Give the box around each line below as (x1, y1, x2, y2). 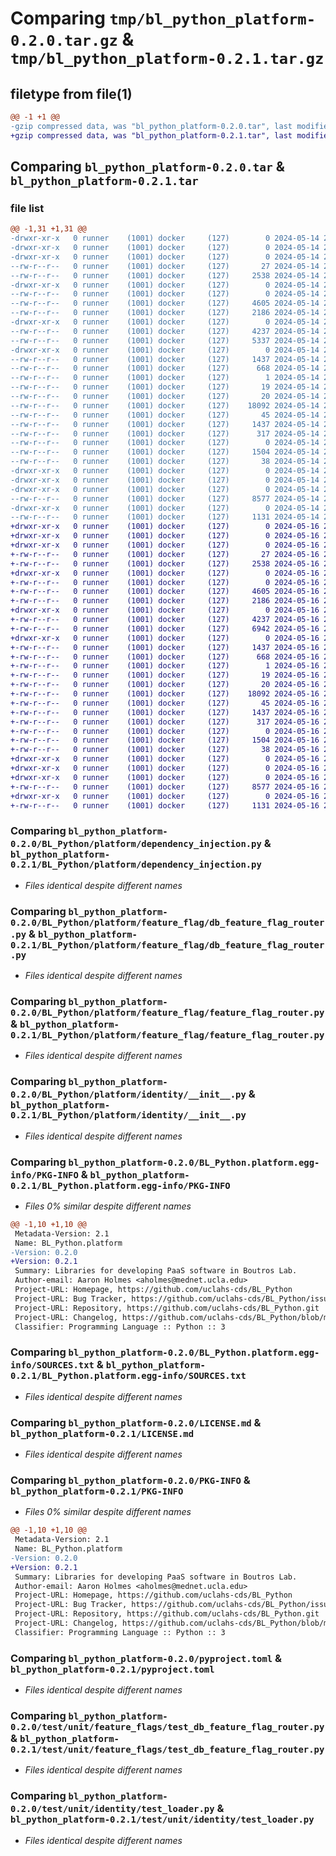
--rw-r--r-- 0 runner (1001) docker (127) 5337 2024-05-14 (10, 335, 320, 346)
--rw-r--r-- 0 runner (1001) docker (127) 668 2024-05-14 (10, 363, 320, 374)
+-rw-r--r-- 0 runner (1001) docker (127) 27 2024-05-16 (10, 549, 320, 559)
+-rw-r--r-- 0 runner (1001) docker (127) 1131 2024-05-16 (10, 800, 320, 811)
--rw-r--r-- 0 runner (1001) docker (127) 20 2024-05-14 (10, 392, 320, 402)
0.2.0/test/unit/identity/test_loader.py (10, 1803, 215, 1815)
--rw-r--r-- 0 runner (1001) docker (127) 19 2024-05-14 (10, 382, 320, 392)
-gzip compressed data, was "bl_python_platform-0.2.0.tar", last (10, 121, 293, 131)
